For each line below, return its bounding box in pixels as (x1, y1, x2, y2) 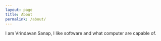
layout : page (5, 7, 33, 12)
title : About (5, 12, 33, 17)
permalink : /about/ (5, 16, 46, 21)
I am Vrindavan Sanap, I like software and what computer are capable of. (5, 30, 156, 36)
